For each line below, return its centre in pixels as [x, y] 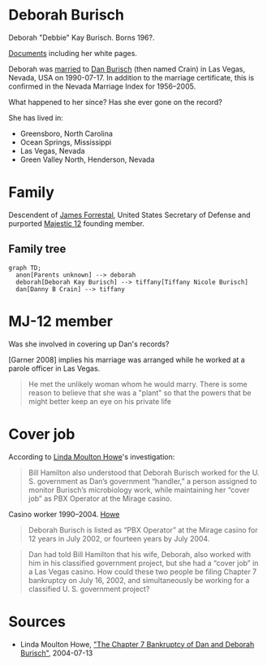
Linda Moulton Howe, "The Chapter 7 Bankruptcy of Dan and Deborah [137, 644]
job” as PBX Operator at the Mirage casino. [100, 498]
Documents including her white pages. [73, 53]
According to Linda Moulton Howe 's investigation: [92, 456]
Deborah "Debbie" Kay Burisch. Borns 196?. [82, 37]
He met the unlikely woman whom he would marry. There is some [138, 384]
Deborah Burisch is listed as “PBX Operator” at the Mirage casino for [143, 529]
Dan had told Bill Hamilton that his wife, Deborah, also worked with [140, 554]
